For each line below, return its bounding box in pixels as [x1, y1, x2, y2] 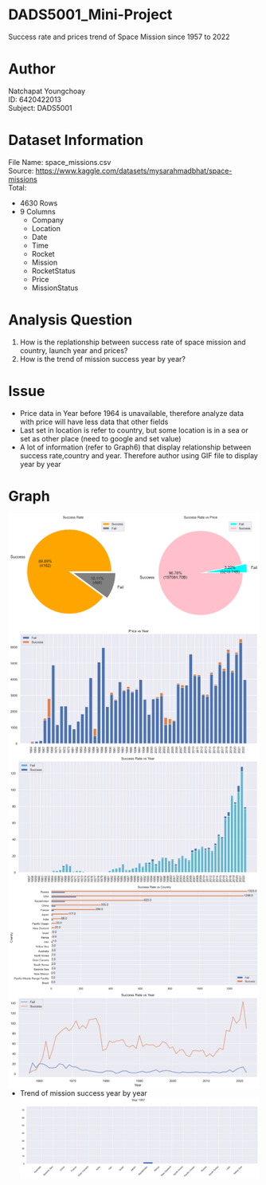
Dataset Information [8, 131, 144, 149]
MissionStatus [31, 283, 79, 292]
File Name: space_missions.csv [8, 157, 111, 167]
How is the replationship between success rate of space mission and [19, 337, 246, 347]
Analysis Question [8, 311, 133, 328]
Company [31, 215, 64, 225]
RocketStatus [31, 265, 76, 276]
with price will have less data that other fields [19, 417, 169, 426]
